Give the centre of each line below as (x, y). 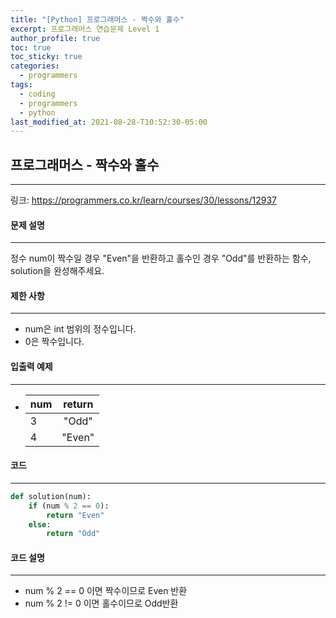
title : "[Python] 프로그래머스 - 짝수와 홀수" (97, 19)
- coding (37, 94)
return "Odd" (73, 534)
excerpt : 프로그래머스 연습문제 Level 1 (85, 29)
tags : (21, 85)
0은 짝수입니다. (54, 342)
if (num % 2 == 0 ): (69, 506)
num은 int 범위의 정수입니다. (80, 329)
